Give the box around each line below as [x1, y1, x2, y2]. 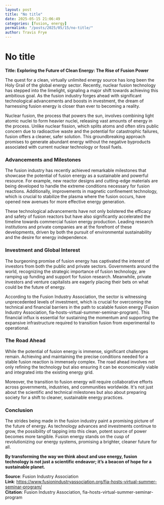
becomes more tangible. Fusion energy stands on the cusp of [5, 434, 130, 440]
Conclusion [5, 407, 33, 414]
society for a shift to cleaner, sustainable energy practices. [5, 394, 124, 400]
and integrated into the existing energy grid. [5, 369, 94, 375]
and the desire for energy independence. [5, 235, 88, 240]
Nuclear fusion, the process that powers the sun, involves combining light [5, 113, 154, 119]
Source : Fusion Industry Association [5, 474, 79, 479]
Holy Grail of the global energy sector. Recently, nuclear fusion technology [5, 82, 156, 88]
